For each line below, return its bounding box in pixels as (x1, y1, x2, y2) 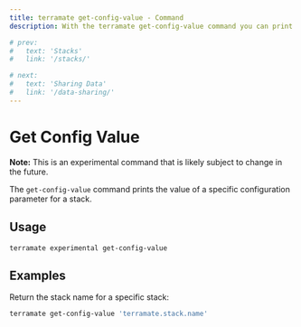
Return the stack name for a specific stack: (9, 292, 170, 303)
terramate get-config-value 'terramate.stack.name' (9, 309, 208, 319)
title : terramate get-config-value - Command (9, 13, 183, 23)
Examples (9, 267, 66, 283)
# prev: (9, 38, 39, 47)
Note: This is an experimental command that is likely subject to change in (9, 156, 283, 167)
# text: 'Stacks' (9, 46, 83, 55)
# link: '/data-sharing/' (9, 88, 116, 97)
